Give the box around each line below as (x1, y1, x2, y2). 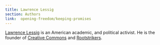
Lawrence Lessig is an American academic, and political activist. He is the (5, 30, 155, 36)
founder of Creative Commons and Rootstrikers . (5, 35, 102, 41)
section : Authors (5, 12, 41, 17)
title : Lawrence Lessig (5, 7, 54, 12)
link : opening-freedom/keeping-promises (5, 16, 92, 21)
